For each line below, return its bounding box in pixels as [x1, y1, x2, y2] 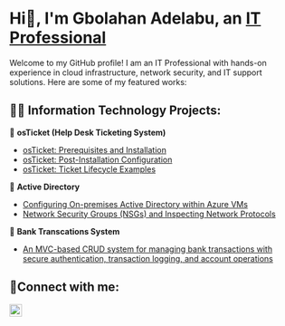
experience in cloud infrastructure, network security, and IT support [9, 67, 262, 78]
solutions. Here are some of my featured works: [9, 76, 187, 87]
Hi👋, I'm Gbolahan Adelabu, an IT [9, 8, 261, 29]
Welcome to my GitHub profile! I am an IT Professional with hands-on [9, 57, 267, 68]
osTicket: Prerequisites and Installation [22, 144, 167, 155]
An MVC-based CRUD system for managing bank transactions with [22, 244, 273, 254]
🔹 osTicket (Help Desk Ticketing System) [9, 127, 166, 138]
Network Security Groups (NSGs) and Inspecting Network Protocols [22, 208, 276, 219]
